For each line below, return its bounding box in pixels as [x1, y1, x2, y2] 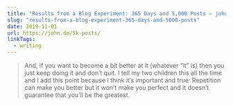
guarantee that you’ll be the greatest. [24, 91, 130, 99]
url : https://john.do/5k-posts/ [7, 29, 101, 37]
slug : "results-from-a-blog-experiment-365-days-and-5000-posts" [7, 17, 200, 24]
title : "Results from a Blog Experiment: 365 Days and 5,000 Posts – [7, 10, 213, 17]
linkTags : [7, 36, 36, 43]
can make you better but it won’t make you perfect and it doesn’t [24, 84, 209, 91]
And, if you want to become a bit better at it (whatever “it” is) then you [24, 62, 225, 69]
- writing [13, 42, 42, 49]
